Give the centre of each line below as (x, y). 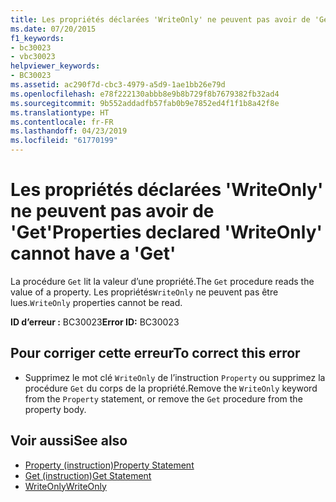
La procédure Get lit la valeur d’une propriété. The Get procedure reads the (162, 281)
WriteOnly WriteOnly (65, 486)
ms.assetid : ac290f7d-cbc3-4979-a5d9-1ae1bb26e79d (118, 85)
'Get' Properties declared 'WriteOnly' (166, 232)
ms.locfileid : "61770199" (64, 141)
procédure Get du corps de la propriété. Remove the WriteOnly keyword (171, 388)
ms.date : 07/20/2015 (53, 29)
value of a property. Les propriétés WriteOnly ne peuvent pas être (144, 292)
